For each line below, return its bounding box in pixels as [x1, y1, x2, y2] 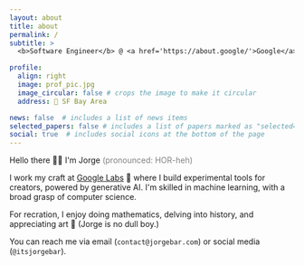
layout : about [9, 13, 63, 23]
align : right [17, 71, 67, 81]
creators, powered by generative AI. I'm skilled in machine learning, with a [9, 182, 285, 193]
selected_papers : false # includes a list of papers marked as [9, 121, 253, 131]
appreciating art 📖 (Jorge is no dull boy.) [9, 219, 160, 230]
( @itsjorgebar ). [9, 246, 67, 257]
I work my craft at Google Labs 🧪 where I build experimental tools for [9, 173, 265, 184]
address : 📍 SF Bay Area [17, 97, 107, 106]
